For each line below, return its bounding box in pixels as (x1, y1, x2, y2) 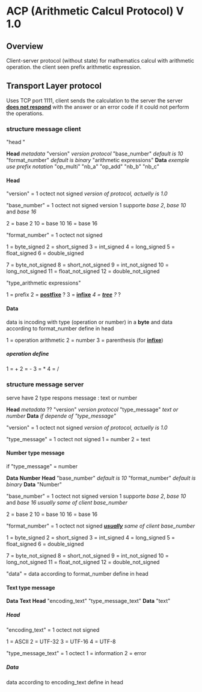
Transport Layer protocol (6, 81, 102, 91)
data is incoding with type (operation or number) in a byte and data (6, 318, 173, 326)
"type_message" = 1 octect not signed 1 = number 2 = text (6, 435, 150, 442)
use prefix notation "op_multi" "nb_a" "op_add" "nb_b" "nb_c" (6, 163, 159, 170)
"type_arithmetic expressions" (6, 279, 81, 287)
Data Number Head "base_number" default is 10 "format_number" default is (6, 474, 196, 482)
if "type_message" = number (6, 462, 78, 470)
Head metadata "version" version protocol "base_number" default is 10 (6, 150, 183, 157)
